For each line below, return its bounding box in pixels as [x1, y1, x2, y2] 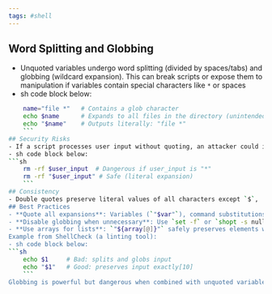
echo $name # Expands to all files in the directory [23, 113, 223, 121]
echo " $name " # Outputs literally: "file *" [23, 120, 186, 128]
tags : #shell [8, 11, 53, 20]
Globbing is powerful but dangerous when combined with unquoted [8, 278, 233, 286]
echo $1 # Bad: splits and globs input [23, 255, 172, 263]
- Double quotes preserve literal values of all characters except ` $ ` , [8, 195, 259, 203]
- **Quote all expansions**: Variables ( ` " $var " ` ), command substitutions [8, 210, 266, 219]
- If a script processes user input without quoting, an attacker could [8, 143, 259, 151]
